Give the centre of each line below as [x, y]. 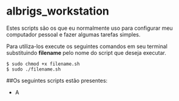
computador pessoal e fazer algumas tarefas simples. [73, 34]
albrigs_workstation [58, 11]
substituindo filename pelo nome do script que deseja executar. [86, 52]
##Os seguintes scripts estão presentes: [57, 80]
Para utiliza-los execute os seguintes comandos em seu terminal [87, 46]
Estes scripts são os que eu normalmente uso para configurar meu [89, 28]
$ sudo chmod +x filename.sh [43, 64]
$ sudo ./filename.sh [34, 69]
